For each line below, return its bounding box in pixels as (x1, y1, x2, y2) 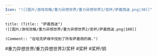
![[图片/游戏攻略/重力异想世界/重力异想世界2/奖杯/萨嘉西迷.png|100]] (5, 27, 137, 32)
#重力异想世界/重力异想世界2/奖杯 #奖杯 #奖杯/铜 (5, 45, 107, 52)
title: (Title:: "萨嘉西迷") (5, 22, 63, 27)
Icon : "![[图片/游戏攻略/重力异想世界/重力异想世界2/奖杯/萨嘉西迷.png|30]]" (5, 7, 153, 12)
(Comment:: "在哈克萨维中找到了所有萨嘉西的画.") (5, 36, 98, 41)
